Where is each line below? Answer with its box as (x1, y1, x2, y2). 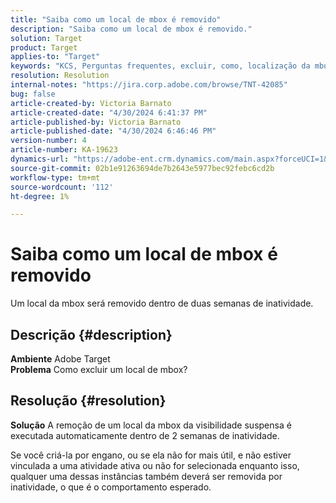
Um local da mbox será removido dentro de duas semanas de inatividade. (10, 297, 314, 310)
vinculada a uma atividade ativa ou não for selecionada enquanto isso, (10, 459, 300, 471)
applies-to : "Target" (10, 52, 101, 62)
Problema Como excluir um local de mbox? (10, 364, 188, 375)
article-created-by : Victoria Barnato (10, 98, 172, 108)
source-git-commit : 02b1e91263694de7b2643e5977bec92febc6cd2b (10, 163, 275, 173)
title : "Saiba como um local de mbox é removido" (10, 14, 222, 25)
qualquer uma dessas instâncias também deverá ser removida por (10, 470, 283, 482)
